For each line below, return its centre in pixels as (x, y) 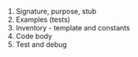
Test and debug (41, 45)
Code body (34, 36)
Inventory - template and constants (73, 28)
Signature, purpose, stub (56, 11)
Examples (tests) (43, 20)
